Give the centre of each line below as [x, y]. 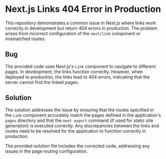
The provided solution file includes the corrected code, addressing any [78, 146]
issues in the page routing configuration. [47, 151]
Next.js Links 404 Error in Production [83, 9]
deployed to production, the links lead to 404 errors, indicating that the [78, 77]
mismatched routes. [26, 39]
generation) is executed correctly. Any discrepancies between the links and [82, 126]
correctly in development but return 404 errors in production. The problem [81, 28]
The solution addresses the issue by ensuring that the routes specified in [80, 110]
